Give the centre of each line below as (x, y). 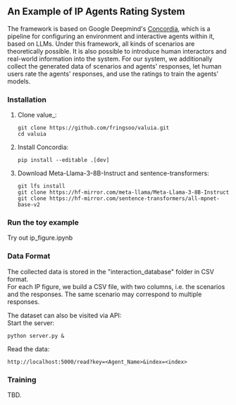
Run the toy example (43, 223)
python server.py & (36, 336)
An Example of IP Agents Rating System (96, 12)
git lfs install (41, 187)
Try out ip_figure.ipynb (40, 238)
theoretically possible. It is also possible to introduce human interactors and (117, 51)
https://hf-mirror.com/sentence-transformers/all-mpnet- (134, 199)
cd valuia (32, 134)
